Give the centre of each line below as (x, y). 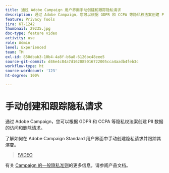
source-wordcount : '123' (31, 71)
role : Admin (18, 43)
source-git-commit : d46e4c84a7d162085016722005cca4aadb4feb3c (72, 62)
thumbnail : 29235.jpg (28, 29)
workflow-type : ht (24, 66)
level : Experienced (26, 47)
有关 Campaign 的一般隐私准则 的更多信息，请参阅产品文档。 (68, 165)
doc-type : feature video (31, 33)
